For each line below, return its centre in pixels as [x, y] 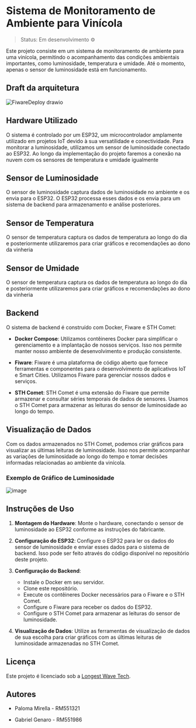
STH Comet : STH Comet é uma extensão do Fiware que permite [92, 392]
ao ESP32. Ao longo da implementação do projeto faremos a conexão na [94, 153]
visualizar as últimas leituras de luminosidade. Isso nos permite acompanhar [98, 450]
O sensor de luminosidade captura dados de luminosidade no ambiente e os [98, 192]
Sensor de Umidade [43, 268]
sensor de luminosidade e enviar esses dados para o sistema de [92, 547]
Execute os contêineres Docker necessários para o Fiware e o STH [104, 594]
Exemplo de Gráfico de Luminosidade [60, 478]
